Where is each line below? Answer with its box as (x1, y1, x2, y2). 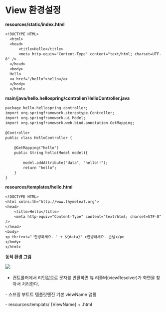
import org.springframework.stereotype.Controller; (5, 110, 115, 115)
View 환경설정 (5, 4, 61, 16)
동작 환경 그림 (5, 254, 31, 260)
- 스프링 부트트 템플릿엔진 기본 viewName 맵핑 (5, 291, 97, 297)
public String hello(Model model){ (14, 150, 88, 155)
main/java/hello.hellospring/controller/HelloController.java (5, 95, 130, 101)
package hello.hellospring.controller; (5, 105, 88, 110)
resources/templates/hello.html (5, 184, 73, 190)
